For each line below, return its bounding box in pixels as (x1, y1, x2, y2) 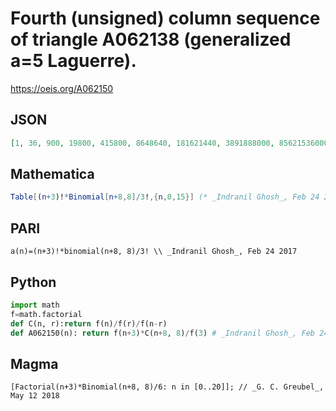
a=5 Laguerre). (10, 50, 137, 72)
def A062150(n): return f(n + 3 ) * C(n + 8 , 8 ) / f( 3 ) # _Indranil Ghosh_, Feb (10, 328, 315, 338)
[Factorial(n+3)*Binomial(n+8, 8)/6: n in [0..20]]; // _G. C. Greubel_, (10, 382, 325, 392)
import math (10, 300, 60, 310)
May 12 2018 (10, 391, 60, 401)
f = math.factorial (10, 309, 83, 319)
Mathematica (10, 166, 95, 183)
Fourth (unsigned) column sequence (10, 7, 321, 30)
